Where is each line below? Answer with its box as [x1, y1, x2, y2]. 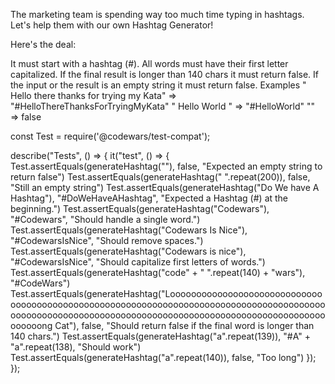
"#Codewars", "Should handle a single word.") [10, 214, 201, 225]
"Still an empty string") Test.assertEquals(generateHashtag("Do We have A [10, 182, 320, 193]
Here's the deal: [10, 39, 77, 50]
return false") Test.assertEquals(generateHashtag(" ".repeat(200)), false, [10, 171, 311, 183]
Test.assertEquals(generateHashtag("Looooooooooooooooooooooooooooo [10, 288, 323, 299]
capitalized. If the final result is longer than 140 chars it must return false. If [10, 69, 320, 80]
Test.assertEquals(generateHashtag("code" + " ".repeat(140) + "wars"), [10, 267, 306, 278]
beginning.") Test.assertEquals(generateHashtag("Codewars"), [10, 203, 270, 214]
